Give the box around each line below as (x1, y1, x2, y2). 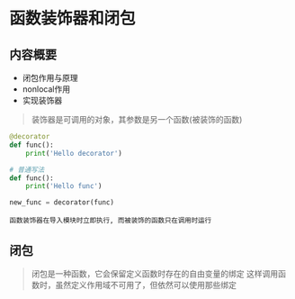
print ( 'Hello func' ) (25, 182, 103, 191)
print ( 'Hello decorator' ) (25, 149, 123, 158)
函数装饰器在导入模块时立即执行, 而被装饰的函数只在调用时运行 (9, 216, 212, 225)
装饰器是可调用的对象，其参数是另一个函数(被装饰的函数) (31, 114, 243, 124)
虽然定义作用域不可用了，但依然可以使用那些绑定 (55, 279, 237, 290)
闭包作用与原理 (22, 73, 78, 83)
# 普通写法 (9, 165, 45, 174)
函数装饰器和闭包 (9, 8, 137, 29)
